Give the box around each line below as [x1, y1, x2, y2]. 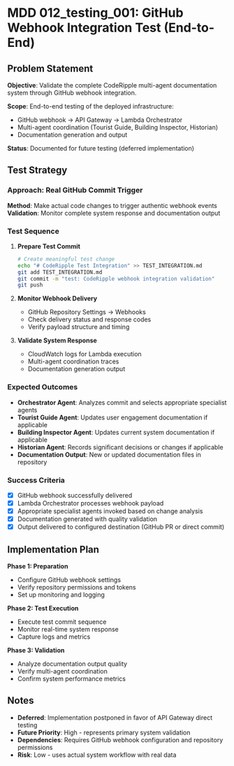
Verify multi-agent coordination [17, 667, 108, 676]
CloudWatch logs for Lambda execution [27, 350, 142, 358]
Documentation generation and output [17, 131, 128, 139]
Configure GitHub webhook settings [17, 576, 121, 584]
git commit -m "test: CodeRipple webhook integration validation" [17, 275, 215, 282]
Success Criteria [7, 475, 65, 485]
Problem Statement [7, 62, 94, 74]
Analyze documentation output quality [17, 660, 128, 668]
